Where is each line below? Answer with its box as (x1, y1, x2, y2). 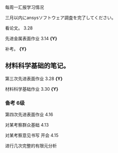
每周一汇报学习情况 (5, 4, 44, 10)
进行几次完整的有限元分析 (5, 143, 57, 149)
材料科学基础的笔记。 (5, 62, 70, 70)
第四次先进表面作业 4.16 (5, 112, 53, 118)
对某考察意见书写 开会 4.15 (5, 132, 59, 138)
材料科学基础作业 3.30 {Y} (5, 86, 59, 92)
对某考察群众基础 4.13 (5, 122, 49, 128)
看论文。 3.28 (5, 25, 33, 31)
